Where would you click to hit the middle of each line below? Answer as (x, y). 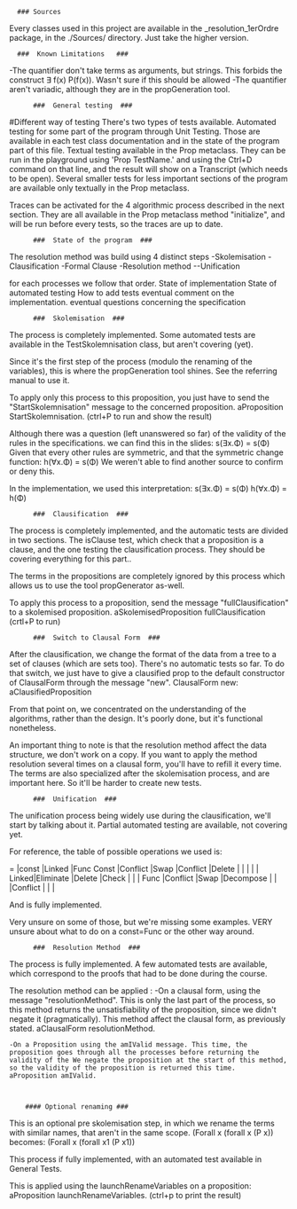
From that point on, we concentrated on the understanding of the (128, 709)
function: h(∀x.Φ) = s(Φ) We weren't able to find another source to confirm (146, 462)
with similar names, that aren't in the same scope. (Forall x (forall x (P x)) (141, 1133)
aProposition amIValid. (53, 1076)
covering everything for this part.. (70, 559)
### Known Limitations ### (73, 54)
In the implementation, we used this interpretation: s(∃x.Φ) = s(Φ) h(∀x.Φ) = (148, 488)
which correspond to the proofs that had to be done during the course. (138, 973)
